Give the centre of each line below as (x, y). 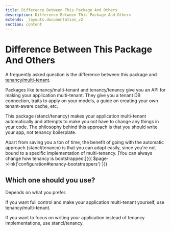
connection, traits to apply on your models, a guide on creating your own (82, 101)
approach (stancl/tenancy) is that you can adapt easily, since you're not (81, 148)
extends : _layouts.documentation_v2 (44, 19)
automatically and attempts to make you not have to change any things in (82, 122)
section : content (24, 24)
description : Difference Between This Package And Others (68, 15)
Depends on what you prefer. (36, 192)
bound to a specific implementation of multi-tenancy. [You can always (79, 153)
